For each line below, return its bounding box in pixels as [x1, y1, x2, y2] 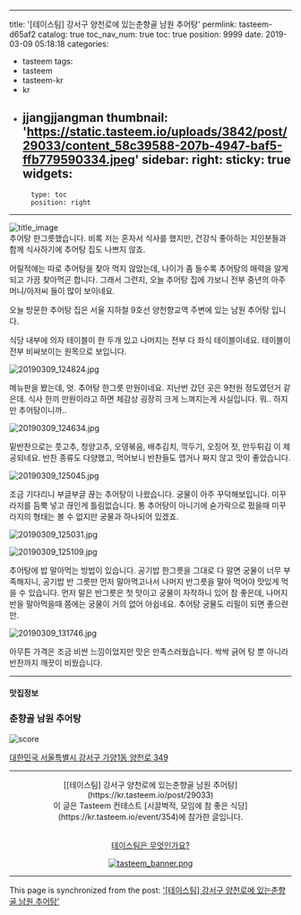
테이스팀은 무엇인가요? [111, 840, 190, 850]
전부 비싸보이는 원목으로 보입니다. [9, 346, 127, 357]
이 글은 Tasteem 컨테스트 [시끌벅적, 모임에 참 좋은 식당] [53, 799, 248, 811]
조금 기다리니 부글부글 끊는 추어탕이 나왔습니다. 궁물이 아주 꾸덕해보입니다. [9, 488, 271, 499]
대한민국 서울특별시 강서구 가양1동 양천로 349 [9, 752, 168, 763]
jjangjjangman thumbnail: [21, 110, 168, 125]
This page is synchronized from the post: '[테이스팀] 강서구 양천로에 [9, 885, 255, 895]
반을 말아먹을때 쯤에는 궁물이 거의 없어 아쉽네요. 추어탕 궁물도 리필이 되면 [9, 598, 265, 609]
